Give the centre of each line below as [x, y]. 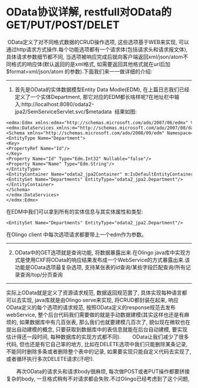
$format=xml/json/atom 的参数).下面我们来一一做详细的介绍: [79, 71]
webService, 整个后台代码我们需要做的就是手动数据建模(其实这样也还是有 [95, 314]
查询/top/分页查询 [41, 274]
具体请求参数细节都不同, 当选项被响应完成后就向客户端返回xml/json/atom [95, 57]
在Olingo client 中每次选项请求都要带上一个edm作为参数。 [77, 234]
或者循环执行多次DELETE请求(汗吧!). [50, 359]
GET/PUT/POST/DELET [63, 25]
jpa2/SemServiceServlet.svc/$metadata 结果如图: [76, 111]
